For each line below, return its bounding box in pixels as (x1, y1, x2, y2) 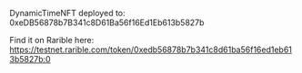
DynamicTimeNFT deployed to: (9, 8, 126, 18)
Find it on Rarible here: (9, 35, 95, 45)
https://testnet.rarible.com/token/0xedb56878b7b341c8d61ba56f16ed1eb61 (9, 44, 293, 55)
